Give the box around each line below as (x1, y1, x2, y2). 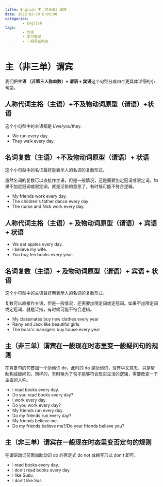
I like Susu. (12, 472, 34, 478)
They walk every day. (12, 138, 55, 144)
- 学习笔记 (22, 35, 42, 39)
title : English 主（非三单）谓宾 (5, 7, 67, 12)
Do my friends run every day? (12, 412, 72, 418)
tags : (5, 25, 16, 30)
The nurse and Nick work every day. (12, 204, 85, 209)
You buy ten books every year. (12, 252, 73, 258)
